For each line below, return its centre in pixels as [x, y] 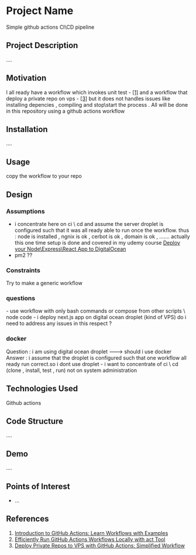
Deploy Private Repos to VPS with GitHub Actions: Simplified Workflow [100, 545]
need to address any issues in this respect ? [59, 323]
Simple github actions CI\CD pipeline [50, 27]
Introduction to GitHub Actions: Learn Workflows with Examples [91, 533]
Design [19, 194]
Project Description [42, 45]
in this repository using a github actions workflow [66, 111]
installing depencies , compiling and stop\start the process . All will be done [97, 104]
